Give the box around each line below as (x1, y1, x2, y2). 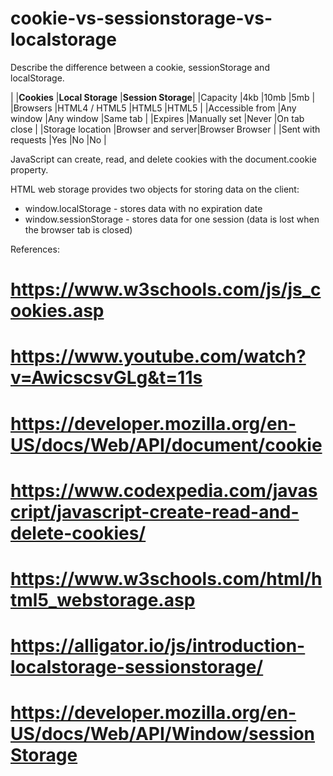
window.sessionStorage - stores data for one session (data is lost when (24, 213, 320, 225)
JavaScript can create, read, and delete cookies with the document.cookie (10, 153, 317, 165)
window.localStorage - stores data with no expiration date (24, 202, 263, 214)
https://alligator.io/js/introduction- (10, 635, 306, 657)
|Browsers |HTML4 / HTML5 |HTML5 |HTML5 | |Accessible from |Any (10, 102, 297, 114)
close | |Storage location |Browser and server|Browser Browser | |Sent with (10, 123, 321, 135)
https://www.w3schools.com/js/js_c (10, 278, 322, 301)
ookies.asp (10, 300, 105, 322)
